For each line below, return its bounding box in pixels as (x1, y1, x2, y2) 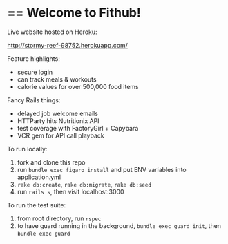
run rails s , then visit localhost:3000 (17, 187, 124, 196)
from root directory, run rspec (17, 214, 102, 223)
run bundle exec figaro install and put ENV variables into (17, 165, 187, 173)
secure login (17, 68, 53, 76)
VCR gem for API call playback (17, 131, 105, 140)
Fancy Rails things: (7, 95, 61, 104)
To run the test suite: (7, 200, 66, 209)
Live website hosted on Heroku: (7, 28, 98, 36)
